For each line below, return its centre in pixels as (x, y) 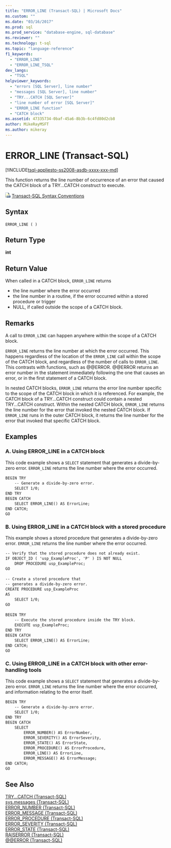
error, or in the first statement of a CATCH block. (56, 378)
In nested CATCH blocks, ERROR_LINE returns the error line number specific (83, 388)
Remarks (20, 323)
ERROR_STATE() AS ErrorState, (56, 743)
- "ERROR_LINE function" (36, 108)
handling (17, 670)
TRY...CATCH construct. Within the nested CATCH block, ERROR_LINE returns (85, 404)
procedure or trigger (34, 302)
